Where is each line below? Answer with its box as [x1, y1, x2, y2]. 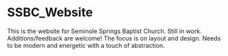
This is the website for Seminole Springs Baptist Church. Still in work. [7, 27, 202, 35]
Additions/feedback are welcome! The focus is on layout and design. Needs [7, 34, 221, 42]
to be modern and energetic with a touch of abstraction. [7, 41, 165, 49]
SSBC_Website [7, 5, 94, 20]
